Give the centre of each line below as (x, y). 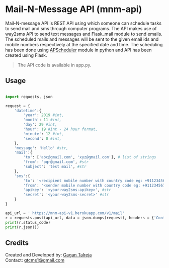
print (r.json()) (22, 227)
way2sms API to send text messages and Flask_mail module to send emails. (84, 34)
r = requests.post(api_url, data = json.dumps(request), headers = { (80, 218)
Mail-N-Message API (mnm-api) (74, 9)
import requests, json (29, 97)
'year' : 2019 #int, (44, 115)
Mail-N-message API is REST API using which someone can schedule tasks (83, 23)
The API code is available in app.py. (54, 65)
